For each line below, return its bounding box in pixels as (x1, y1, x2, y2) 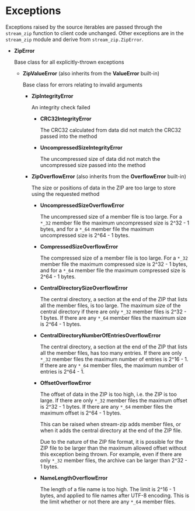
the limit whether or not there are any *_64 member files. (40, 498, 176, 505)
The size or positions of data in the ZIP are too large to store (31, 184, 176, 191)
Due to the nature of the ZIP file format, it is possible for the (40, 438, 183, 445)
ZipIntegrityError (31, 92, 74, 99)
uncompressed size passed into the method (40, 161, 146, 168)
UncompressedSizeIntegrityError (40, 144, 123, 151)
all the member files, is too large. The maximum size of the (40, 302, 181, 309)
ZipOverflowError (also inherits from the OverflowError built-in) (31, 172, 186, 179)
